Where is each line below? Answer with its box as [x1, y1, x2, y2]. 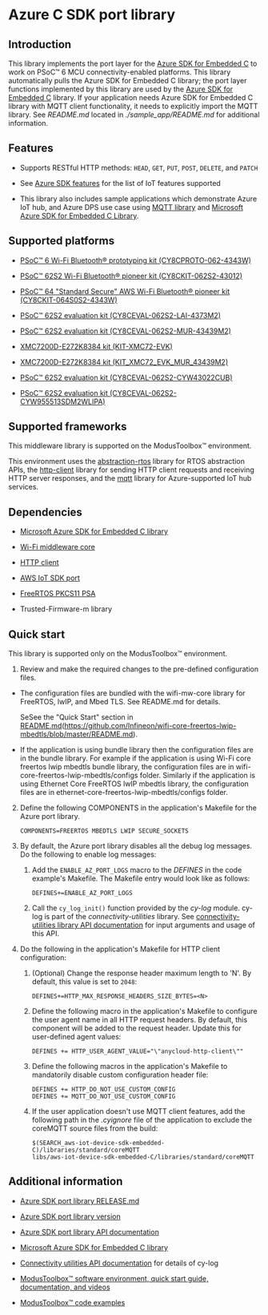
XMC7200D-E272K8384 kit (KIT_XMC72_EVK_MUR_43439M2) [19, 357, 229, 366]
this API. [31, 929, 60, 938]
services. [8, 482, 38, 492]
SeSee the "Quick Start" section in [19, 712, 134, 722]
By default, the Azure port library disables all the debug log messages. [19, 841, 253, 851]
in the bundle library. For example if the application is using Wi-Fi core [19, 753, 251, 763]
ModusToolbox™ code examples [19, 1297, 126, 1307]
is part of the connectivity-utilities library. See [43, 912, 194, 922]
